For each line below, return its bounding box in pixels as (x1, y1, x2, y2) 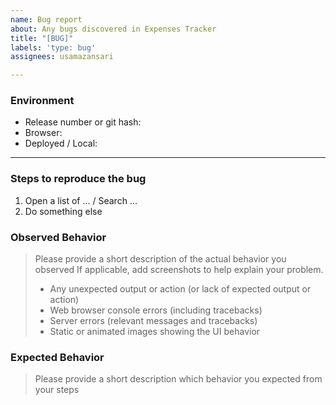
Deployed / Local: (24, 137, 98, 150)
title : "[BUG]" (10, 33, 74, 43)
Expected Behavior (10, 350, 105, 364)
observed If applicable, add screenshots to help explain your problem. (34, 264, 324, 276)
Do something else (24, 205, 103, 217)
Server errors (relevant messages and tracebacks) (49, 315, 258, 327)
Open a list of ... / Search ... (24, 194, 138, 206)
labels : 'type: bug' (10, 42, 97, 53)
